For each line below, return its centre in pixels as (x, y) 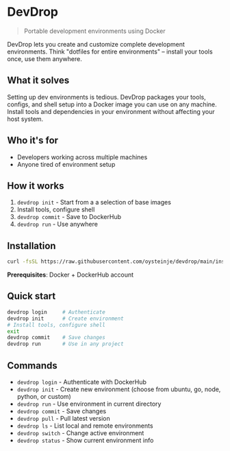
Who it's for (33, 140)
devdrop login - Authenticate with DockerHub (82, 382)
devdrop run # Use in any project (66, 344)
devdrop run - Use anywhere (57, 224)
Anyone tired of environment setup (66, 164)
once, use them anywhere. (44, 58)
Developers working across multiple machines (82, 157)
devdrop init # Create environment (66, 319)
